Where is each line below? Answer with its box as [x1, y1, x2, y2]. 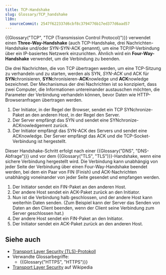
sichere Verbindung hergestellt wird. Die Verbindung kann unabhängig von [5, 158, 158, 164]
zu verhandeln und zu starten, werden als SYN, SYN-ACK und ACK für [5, 70, 149, 77]
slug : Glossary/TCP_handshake [5, 12, 68, 17]
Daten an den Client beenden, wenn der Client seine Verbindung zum [12, 205, 155, 211]
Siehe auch [5, 235, 41, 244]
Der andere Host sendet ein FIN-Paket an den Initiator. [12, 215, 124, 221]
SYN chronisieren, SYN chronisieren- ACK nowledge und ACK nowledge [5, 76, 149, 82]
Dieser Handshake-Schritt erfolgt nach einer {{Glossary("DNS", [5, 148, 135, 154]
